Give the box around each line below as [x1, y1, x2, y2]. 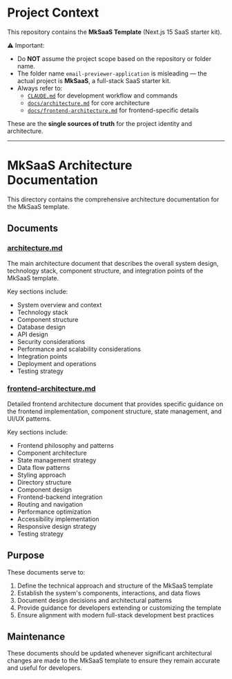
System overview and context [17, 300, 102, 309]
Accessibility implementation [17, 514, 99, 523]
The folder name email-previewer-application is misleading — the [17, 69, 207, 78]
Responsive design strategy [17, 522, 97, 530]
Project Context [7, 5, 99, 21]
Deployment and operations [17, 359, 97, 368]
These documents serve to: [7, 568, 86, 576]
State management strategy [17, 455, 97, 464]
